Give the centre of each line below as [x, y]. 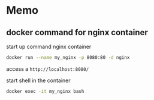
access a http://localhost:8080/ [48, 68]
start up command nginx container [49, 46]
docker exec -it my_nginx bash [45, 91]
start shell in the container [38, 80]
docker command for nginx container [77, 32]
